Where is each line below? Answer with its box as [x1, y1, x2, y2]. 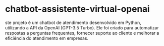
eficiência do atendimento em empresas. [5, 35, 89, 41]
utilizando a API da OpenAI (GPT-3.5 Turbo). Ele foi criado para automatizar [5, 24, 159, 30]
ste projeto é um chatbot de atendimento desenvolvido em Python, [5, 20, 141, 25]
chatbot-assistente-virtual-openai [5, 3, 150, 15]
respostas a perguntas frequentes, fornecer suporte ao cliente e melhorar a [5, 30, 160, 36]
